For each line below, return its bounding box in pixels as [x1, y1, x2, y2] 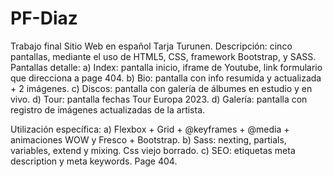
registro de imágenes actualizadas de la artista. [10, 103, 206, 116]
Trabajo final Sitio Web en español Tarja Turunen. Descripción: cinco [10, 40, 293, 52]
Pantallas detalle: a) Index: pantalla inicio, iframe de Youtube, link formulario [10, 61, 323, 73]
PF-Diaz [10, 7, 78, 30]
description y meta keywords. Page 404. [10, 155, 178, 167]
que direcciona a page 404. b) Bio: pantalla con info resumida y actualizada [10, 72, 322, 84]
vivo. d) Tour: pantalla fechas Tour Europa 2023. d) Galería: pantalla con [10, 93, 308, 105]
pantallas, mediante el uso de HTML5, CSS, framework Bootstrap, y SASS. [10, 50, 317, 62]
